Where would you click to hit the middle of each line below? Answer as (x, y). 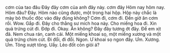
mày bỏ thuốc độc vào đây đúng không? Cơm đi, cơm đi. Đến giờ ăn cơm (82, 18)
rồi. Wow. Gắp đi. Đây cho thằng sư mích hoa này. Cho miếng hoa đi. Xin (81, 23)
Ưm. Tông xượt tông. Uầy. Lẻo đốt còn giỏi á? (53, 45)
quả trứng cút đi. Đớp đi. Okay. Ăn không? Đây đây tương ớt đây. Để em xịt (83, 29)
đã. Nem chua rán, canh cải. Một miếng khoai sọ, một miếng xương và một (83, 34)
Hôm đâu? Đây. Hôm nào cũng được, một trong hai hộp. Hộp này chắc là (81, 13)
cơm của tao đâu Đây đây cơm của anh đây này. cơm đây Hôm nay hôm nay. (85, 7)
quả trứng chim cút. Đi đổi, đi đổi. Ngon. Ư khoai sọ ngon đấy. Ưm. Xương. (83, 39)
